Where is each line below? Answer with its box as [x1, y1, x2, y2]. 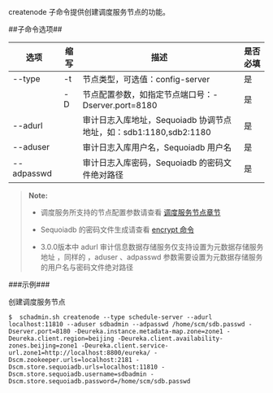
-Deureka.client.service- [80, 342, 169, 350]
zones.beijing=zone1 [8, 342, 79, 350]
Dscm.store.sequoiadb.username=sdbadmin [8, 370, 148, 378]
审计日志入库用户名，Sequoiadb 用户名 [82, 142, 232, 153]
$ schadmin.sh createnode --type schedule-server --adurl [8, 313, 213, 321]
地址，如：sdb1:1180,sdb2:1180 [82, 127, 211, 138]
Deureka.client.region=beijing [8, 334, 115, 343]
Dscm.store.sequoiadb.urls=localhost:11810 [8, 363, 158, 371]
